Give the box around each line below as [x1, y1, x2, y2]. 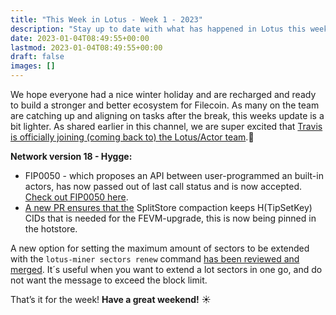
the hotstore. [24, 223, 78, 235]
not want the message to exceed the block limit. [10, 274, 208, 286]
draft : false [10, 52, 65, 62]
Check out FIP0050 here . [24, 191, 129, 203]
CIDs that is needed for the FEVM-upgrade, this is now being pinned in [24, 212, 317, 224]
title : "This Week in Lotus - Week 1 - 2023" [10, 14, 203, 25]
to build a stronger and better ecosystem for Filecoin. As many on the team [10, 99, 320, 111]
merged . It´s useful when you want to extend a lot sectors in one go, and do [10, 264, 323, 275]
